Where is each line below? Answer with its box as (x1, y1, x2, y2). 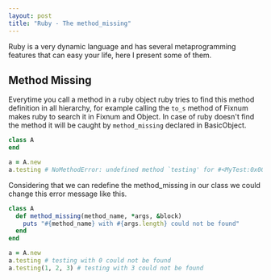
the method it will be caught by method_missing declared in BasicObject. (8, 120, 247, 130)
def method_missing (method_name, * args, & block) (15, 211, 182, 220)
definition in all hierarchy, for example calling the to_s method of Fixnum (8, 103, 248, 113)
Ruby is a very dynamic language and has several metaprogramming (8, 41, 236, 51)
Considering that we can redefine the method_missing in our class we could (8, 180, 261, 190)
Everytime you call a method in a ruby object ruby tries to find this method (8, 94, 255, 105)
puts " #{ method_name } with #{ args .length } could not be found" (23, 219, 240, 228)
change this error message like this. (8, 189, 127, 199)
